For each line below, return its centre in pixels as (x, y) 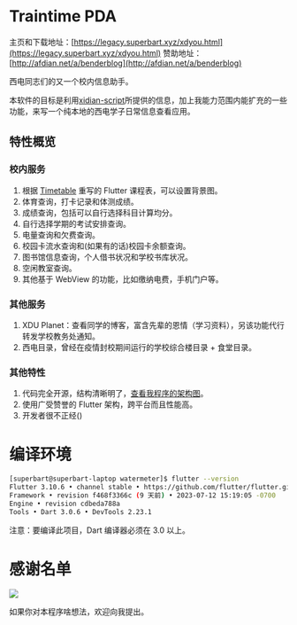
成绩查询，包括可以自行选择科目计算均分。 (99, 212)
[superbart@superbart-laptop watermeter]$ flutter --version (124, 479)
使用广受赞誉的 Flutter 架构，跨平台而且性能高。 (110, 404)
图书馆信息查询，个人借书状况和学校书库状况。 (107, 257)
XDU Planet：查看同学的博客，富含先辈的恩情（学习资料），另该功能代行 (153, 324)
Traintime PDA (63, 16)
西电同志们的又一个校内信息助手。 (71, 81)
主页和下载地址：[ (42, 42)
